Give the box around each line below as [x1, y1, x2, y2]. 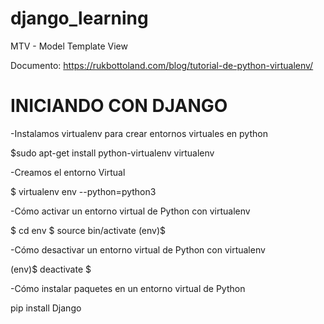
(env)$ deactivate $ [10, 263, 92, 275]
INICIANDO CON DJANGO [10, 95, 228, 117]
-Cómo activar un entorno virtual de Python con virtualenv [10, 205, 251, 217]
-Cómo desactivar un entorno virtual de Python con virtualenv [10, 243, 266, 256]
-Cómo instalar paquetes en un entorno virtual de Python [10, 282, 246, 294]
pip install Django [10, 302, 82, 314]
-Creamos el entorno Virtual [10, 166, 126, 178]
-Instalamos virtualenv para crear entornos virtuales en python [10, 127, 268, 139]
